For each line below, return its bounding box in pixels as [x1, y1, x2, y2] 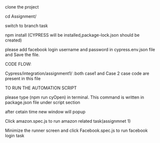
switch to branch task [5, 23, 48, 29]
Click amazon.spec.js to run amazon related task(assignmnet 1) [5, 118, 131, 124]
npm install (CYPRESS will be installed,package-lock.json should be [5, 32, 140, 38]
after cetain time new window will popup [5, 109, 86, 114]
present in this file [5, 76, 41, 81]
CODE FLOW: [5, 61, 31, 67]
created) [5, 37, 22, 43]
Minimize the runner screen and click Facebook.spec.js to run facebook [5, 128, 148, 133]
